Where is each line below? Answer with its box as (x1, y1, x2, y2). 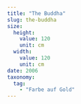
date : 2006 (7, 67, 38, 74)
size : (7, 23, 23, 29)
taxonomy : (7, 73, 36, 81)
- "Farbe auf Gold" (19, 86, 76, 93)
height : (13, 29, 36, 36)
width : (13, 49, 32, 55)
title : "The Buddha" (7, 10, 67, 17)
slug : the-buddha (7, 16, 57, 23)
